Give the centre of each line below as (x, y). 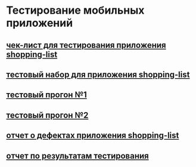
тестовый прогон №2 (47, 115)
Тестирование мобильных (75, 10)
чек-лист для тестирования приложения (86, 45)
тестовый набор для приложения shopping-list (98, 74)
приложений (40, 23)
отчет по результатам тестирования (77, 156)
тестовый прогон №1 (47, 95)
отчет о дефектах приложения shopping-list (93, 136)
